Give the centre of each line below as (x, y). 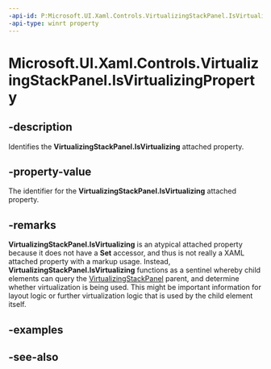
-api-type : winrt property (54, 23)
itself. (17, 305)
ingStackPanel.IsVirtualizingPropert (132, 80)
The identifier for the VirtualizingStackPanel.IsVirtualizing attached (122, 191)
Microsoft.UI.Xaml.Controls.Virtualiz (134, 63)
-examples (36, 330)
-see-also (33, 357)
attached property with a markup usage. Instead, (90, 262)
